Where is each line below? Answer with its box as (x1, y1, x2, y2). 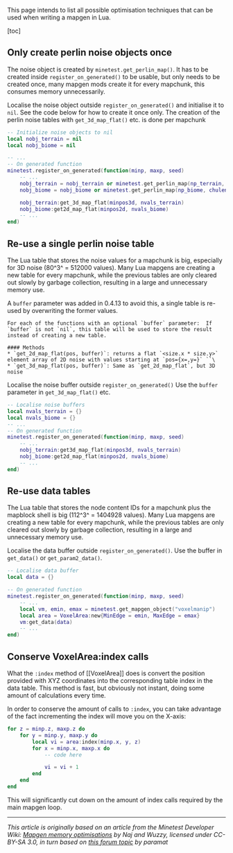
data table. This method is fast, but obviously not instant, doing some (7, 684, 205, 692)
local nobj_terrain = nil (7, 135, 82, 142)
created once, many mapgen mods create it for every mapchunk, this (7, 80, 205, 88)
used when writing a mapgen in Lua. (7, 13, 111, 22)
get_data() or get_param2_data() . (7, 554, 103, 562)
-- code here (44, 751, 82, 759)
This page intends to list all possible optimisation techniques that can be (7, 6, 214, 14)
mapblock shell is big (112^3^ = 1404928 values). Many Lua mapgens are (7, 511, 216, 519)
